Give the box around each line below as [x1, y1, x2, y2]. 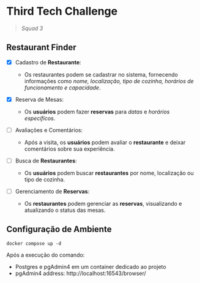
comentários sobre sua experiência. [24, 145, 115, 153]
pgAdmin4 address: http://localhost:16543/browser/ [15, 270, 147, 277]
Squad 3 [21, 25, 43, 32]
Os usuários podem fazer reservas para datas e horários [24, 108, 170, 115]
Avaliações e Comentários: [15, 126, 83, 134]
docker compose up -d [6, 240, 62, 246]
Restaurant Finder [6, 42, 76, 53]
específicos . [24, 115, 56, 122]
